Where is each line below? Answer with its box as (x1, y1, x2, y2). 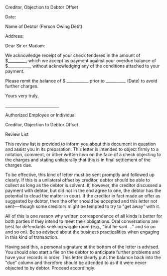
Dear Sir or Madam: (5, 43, 45, 49)
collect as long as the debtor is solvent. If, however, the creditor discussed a (5, 183, 162, 188)
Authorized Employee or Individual (5, 112, 76, 118)
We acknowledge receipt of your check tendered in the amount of (5, 52, 141, 58)
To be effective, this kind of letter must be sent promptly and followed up (5, 172, 155, 178)
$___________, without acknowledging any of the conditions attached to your (5, 63, 160, 69)
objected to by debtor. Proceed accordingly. (5, 265, 96, 271)
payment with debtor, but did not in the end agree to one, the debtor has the (5, 187, 162, 193)
